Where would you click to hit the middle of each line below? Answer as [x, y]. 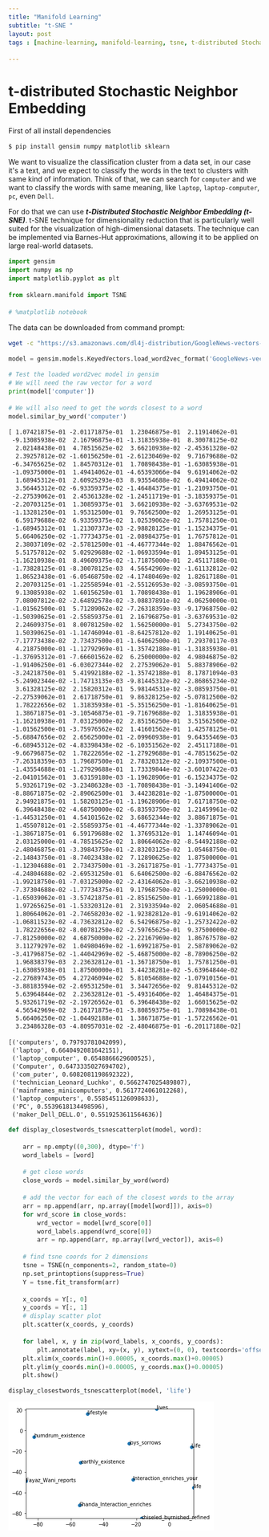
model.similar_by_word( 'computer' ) [68, 417]
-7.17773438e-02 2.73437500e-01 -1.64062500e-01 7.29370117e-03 [125, 641]
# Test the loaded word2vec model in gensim [84, 374]
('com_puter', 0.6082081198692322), [73, 1075]
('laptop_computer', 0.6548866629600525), [84, 1059]
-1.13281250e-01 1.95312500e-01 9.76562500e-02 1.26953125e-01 [125, 513]
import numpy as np [41, 270]
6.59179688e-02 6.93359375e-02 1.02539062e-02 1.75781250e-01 [127, 521]
